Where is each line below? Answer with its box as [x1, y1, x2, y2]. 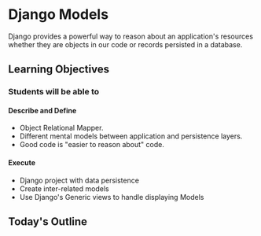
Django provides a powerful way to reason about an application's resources [8, 31, 254, 41]
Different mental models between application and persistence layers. [19, 131, 243, 141]
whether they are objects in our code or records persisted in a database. [8, 39, 243, 49]
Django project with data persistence [19, 175, 140, 185]
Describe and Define [8, 105, 77, 115]
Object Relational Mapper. [19, 124, 104, 133]
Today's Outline [8, 215, 88, 229]
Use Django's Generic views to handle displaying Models [19, 192, 204, 201]
